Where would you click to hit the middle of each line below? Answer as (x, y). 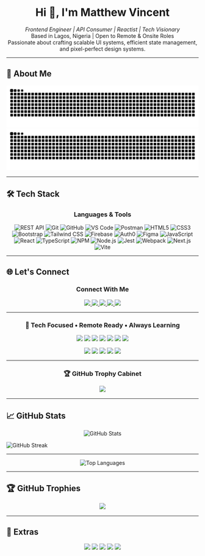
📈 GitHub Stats (36, 416)
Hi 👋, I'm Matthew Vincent (103, 13)
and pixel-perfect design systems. (103, 49)
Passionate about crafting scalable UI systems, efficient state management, (103, 42)
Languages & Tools (103, 214)
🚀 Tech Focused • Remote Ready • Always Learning (103, 325)
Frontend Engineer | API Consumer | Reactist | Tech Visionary (103, 29)
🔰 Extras (22, 532)
